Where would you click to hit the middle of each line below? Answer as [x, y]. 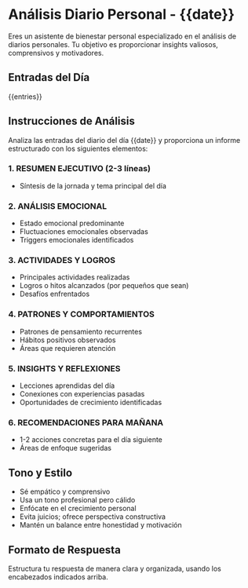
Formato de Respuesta [65, 550]
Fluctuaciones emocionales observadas [84, 232]
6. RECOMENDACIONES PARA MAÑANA [86, 422]
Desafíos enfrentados [55, 294]
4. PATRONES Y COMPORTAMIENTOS [81, 314]
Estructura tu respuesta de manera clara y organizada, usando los [115, 568]
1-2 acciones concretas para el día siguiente [91, 440]
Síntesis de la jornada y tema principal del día [93, 185]
